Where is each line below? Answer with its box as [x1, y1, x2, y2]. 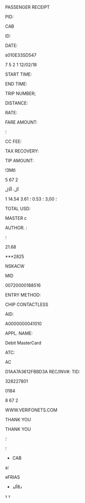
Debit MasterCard [5, 340, 42, 346]
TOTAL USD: [5, 205, 31, 211]
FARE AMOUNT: [5, 119, 38, 125]
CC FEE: [5, 139, 22, 144]
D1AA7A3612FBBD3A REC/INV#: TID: [5, 369, 81, 374]
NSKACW [5, 263, 25, 269]
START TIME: [5, 71, 32, 77]
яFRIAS [5, 474, 20, 480]
